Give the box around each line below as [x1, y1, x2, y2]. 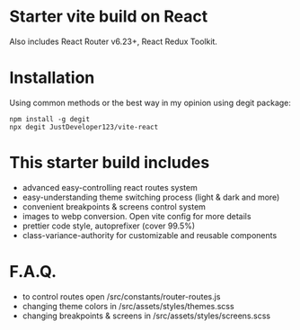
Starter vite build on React [9, 6, 208, 27]
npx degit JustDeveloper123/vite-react [9, 122, 159, 131]
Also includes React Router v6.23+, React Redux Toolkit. [9, 36, 218, 47]
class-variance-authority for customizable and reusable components [22, 229, 278, 240]
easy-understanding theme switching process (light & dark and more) [22, 192, 280, 202]
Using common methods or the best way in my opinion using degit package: [9, 97, 292, 108]
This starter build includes [9, 153, 210, 173]
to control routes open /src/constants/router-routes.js [22, 290, 221, 302]
